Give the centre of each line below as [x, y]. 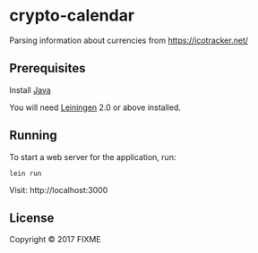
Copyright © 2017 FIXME [55, 240]
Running [34, 135]
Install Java [30, 89]
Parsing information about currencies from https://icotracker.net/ [129, 40]
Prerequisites [47, 68]
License [32, 218]
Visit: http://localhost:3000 [59, 190]
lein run [26, 173]
